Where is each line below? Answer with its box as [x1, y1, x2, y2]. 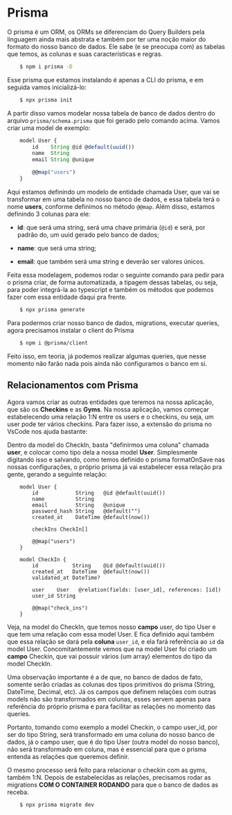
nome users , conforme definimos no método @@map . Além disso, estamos [7, 202, 215, 210]
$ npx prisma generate [19, 306, 85, 313]
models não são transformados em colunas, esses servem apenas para [7, 695, 211, 703]
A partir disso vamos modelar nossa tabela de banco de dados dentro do [7, 109, 216, 117]
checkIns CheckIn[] [32, 526, 89, 533]
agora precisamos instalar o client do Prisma [7, 326, 134, 334]
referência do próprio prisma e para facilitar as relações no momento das [7, 702, 216, 711]
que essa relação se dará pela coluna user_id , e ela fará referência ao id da [7, 637, 224, 645]
